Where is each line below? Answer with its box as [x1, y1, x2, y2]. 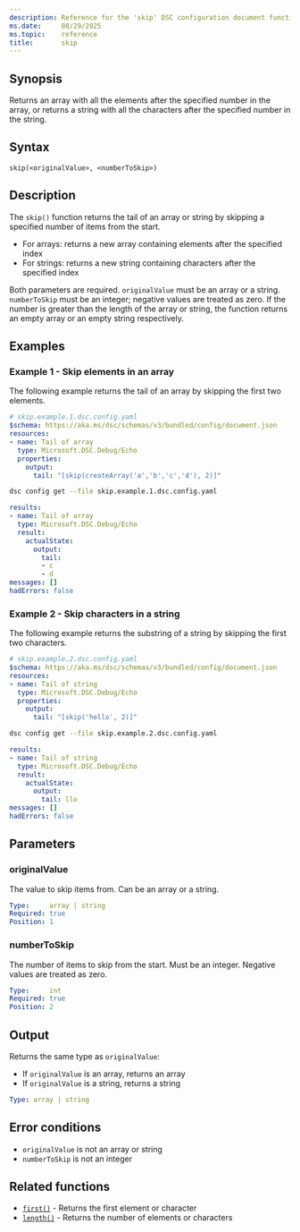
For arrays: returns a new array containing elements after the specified [21, 238, 283, 249]
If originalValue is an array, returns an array [21, 1068, 186, 1079]
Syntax [9, 140, 50, 155]
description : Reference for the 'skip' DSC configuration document [9, 13, 266, 22]
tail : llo [41, 795, 78, 804]
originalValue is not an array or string [21, 1143, 163, 1154]
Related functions [9, 1179, 111, 1194]
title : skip [9, 38, 78, 47]
